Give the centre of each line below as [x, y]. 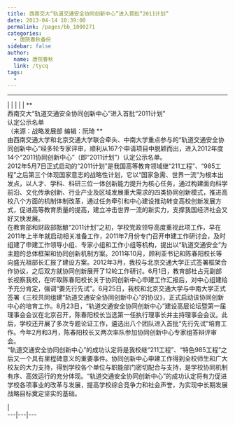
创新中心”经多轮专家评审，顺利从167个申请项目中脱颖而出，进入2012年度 [118, 148]
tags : [15, 72]
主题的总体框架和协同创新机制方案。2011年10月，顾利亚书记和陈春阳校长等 [115, 253]
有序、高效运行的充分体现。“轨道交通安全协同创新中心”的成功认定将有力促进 [117, 376]
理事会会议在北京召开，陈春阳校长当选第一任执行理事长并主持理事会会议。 [114, 315]
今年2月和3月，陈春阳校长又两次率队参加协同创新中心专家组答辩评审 [118, 333]
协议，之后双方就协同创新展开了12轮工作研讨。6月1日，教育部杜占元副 [114, 271]
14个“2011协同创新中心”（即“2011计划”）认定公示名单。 [87, 158]
